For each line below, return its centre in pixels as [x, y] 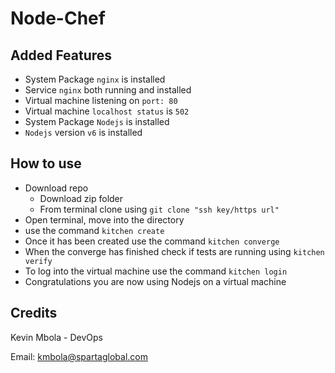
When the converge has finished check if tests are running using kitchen [174, 251]
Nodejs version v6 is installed [83, 132]
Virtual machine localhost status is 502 [107, 111]
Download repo [56, 188]
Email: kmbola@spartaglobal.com [79, 356]
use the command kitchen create [94, 230]
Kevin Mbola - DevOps [56, 337]
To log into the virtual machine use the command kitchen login [156, 271]
